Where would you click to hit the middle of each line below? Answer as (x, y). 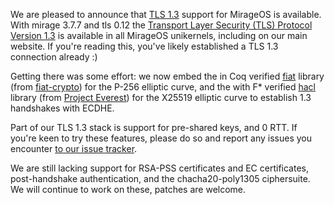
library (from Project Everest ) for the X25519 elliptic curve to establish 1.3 (161, 97)
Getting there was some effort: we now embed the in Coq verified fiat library (167, 76)
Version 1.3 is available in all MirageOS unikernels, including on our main (159, 35)
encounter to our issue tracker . (74, 148)
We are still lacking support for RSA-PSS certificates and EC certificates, (159, 168)
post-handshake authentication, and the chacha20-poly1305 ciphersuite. (160, 178)
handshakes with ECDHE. (62, 108)
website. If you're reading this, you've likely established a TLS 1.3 (144, 46)
